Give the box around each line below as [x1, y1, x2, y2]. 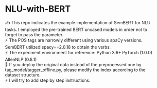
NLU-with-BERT [5, 3, 71, 15]
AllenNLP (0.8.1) [5, 57, 37, 62]
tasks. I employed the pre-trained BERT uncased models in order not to [5, 27, 147, 32]
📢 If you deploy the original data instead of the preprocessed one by [5, 61, 142, 67]
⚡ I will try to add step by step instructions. [5, 77, 91, 83]
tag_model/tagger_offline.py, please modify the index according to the [5, 67, 146, 73]
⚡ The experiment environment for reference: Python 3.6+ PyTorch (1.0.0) [5, 49, 153, 55]
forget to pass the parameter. [5, 31, 64, 37]
